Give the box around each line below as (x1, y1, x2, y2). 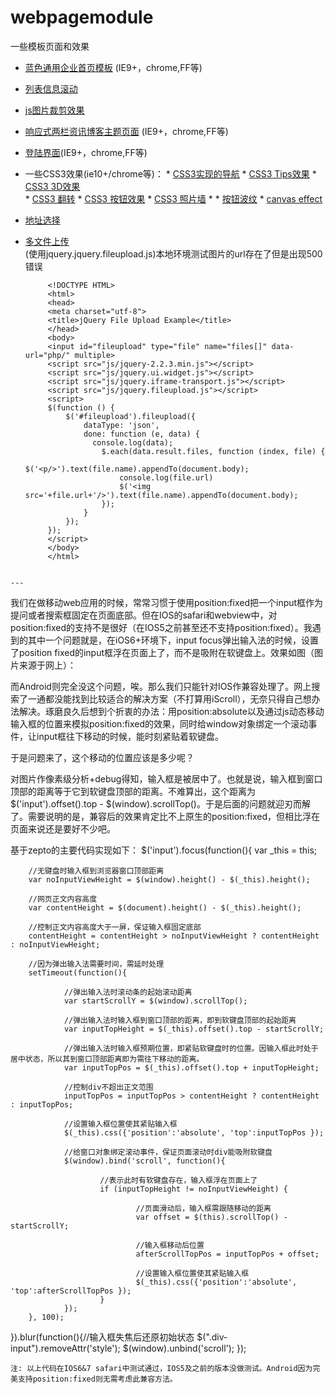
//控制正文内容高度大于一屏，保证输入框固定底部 (28, 922, 202, 932)
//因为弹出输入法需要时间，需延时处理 (28, 959, 165, 969)
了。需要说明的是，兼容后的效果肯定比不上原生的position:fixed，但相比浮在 (10, 810, 321, 822)
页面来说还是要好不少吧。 (10, 822, 116, 835)
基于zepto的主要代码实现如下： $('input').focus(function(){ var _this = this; (10, 844, 318, 856)
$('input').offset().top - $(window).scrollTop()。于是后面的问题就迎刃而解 (10, 797, 311, 810)
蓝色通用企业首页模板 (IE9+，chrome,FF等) (24, 61, 203, 73)
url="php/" (24, 350, 71, 360)
